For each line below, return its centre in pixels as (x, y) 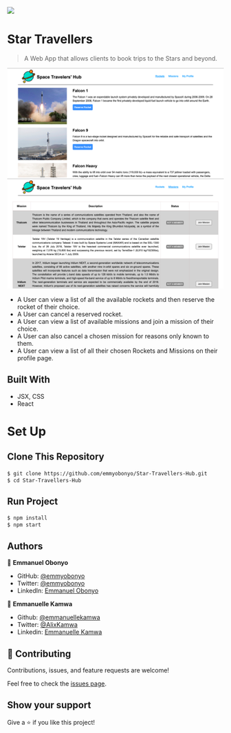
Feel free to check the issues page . (57, 684)
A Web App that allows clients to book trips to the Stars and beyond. (121, 58)
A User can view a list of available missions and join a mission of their (115, 321)
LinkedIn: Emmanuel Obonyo (58, 591)
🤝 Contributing (39, 653)
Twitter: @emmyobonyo (51, 584)
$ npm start (24, 525)
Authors (25, 546)
